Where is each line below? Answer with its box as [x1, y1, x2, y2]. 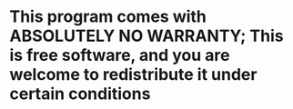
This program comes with [9, 6, 207, 27]
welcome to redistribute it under [9, 64, 258, 85]
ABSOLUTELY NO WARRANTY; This [9, 25, 284, 46]
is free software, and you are [9, 45, 230, 65]
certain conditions [9, 84, 151, 104]
